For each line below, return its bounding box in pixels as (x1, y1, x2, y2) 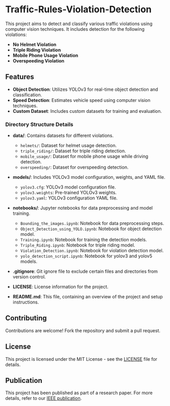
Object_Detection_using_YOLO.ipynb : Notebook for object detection (20, 226, 162, 232)
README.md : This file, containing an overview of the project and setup (12, 294, 163, 300)
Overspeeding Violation (12, 57, 65, 64)
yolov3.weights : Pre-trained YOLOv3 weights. (20, 190, 117, 196)
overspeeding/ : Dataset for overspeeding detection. (20, 164, 129, 170)
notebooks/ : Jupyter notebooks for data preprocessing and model (12, 205, 153, 211)
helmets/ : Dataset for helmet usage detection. (20, 143, 117, 149)
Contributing (5, 314, 47, 322)
